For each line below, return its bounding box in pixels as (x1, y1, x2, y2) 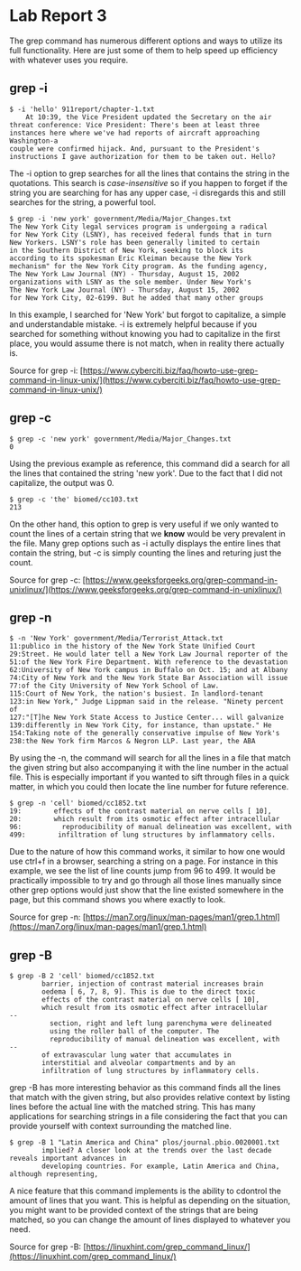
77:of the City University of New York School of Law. (9, 681, 220, 691)
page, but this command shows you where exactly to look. (9, 894, 226, 905)
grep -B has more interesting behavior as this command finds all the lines (9, 1082, 281, 1093)
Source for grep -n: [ (9, 911, 87, 922)
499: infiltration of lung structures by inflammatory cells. (9, 830, 277, 840)
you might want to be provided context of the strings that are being (9, 1205, 259, 1216)
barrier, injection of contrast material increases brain (41, 979, 264, 989)
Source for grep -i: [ (9, 365, 84, 376)
